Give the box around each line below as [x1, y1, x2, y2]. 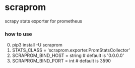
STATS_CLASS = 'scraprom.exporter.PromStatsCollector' [12, 47, 130, 53]
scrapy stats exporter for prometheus [5, 18, 83, 24]
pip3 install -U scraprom [12, 42, 62, 48]
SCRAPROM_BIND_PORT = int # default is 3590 [12, 58, 111, 64]
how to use [5, 30, 32, 37]
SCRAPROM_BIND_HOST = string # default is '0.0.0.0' [12, 52, 124, 58]
